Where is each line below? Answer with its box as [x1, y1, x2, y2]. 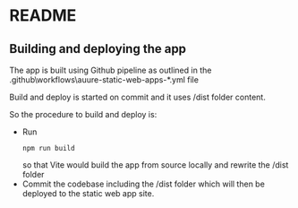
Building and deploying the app [9, 41, 186, 56]
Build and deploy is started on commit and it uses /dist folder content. [9, 91, 266, 102]
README [9, 5, 77, 26]
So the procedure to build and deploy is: [9, 109, 158, 119]
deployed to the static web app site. [21, 188, 155, 198]
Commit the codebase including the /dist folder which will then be [21, 178, 266, 189]
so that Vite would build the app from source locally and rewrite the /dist [21, 160, 289, 170]
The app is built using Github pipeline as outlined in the [9, 65, 212, 75]
